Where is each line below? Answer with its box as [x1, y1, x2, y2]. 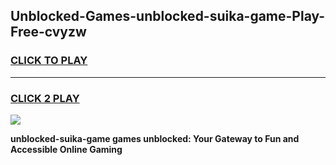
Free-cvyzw [10, 24, 87, 41]
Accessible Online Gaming [10, 143, 123, 155]
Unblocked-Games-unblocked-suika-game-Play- [10, 8, 326, 25]
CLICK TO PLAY [10, 54, 88, 68]
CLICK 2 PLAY [10, 91, 80, 105]
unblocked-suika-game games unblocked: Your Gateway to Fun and [10, 132, 300, 144]
